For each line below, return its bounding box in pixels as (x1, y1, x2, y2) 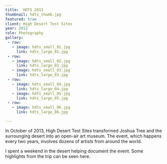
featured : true (5, 16, 37, 21)
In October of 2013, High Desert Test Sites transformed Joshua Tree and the (5, 127, 162, 133)
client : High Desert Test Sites (5, 21, 72, 26)
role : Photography (5, 30, 43, 35)
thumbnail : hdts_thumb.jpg (5, 12, 61, 17)
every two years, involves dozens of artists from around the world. (5, 138, 142, 144)
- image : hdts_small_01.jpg (11, 44, 70, 49)
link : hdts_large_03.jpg (16, 72, 68, 77)
